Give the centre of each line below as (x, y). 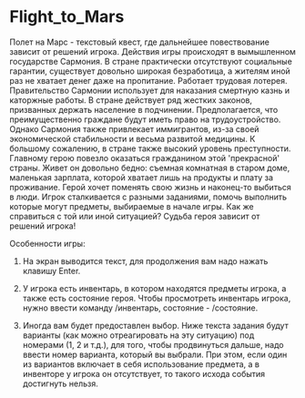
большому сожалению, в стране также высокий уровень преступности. (150, 148)
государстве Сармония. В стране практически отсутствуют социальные (151, 61)
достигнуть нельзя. (60, 383)
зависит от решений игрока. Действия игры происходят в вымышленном (152, 51)
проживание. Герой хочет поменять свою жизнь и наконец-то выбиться (150, 187)
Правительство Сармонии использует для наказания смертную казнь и (150, 90)
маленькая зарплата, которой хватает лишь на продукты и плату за (142, 177)
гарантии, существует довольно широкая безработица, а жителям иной (150, 71)
